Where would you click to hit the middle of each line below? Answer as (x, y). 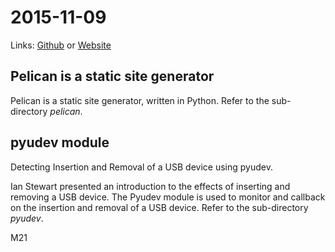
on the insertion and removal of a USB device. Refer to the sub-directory (159, 207)
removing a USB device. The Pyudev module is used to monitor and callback (168, 197)
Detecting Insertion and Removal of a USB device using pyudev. (141, 167)
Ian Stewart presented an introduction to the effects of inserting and (150, 186)
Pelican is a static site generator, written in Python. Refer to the (140, 100)
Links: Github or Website (61, 45)
